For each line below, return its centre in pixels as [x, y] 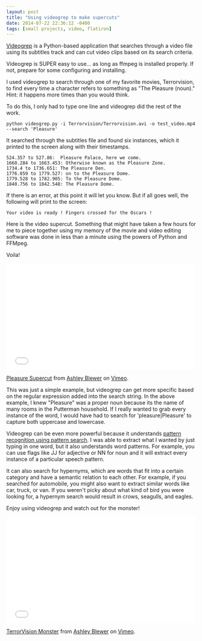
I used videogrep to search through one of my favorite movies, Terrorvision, [100, 82]
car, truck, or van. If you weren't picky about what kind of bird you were [95, 490]
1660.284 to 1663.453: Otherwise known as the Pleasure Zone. [86, 163]
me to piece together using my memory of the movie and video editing [94, 230]
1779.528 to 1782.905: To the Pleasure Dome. [64, 179]
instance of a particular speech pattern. [55, 459]
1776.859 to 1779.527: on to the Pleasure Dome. [68, 174]
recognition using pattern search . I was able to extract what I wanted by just [100, 440]
